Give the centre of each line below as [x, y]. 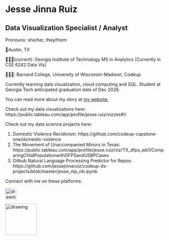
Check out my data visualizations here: [46, 109]
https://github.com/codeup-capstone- [118, 134]
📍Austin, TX [18, 50]
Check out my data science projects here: [49, 124]
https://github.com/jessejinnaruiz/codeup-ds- [60, 166]
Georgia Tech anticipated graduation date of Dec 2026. [63, 90]
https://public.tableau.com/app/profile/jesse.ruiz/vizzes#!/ [66, 114]
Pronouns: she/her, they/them [36, 40]
